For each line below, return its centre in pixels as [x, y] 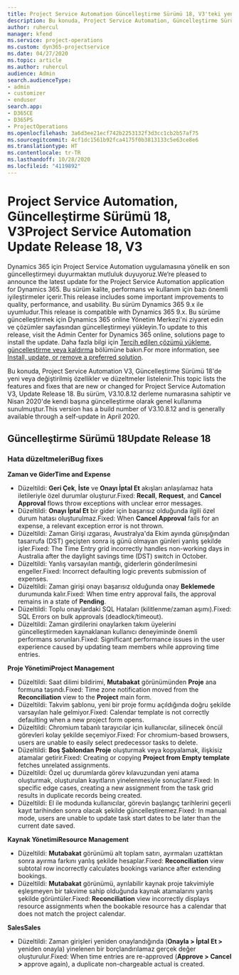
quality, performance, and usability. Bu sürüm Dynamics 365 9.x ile [106, 304]
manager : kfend [30, 34]
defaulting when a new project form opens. [81, 720]
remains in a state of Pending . [62, 601]
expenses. [33, 579]
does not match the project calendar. [71, 914]
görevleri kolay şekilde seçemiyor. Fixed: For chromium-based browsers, [123, 735]
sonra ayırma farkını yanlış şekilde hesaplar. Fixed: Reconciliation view [121, 861]
